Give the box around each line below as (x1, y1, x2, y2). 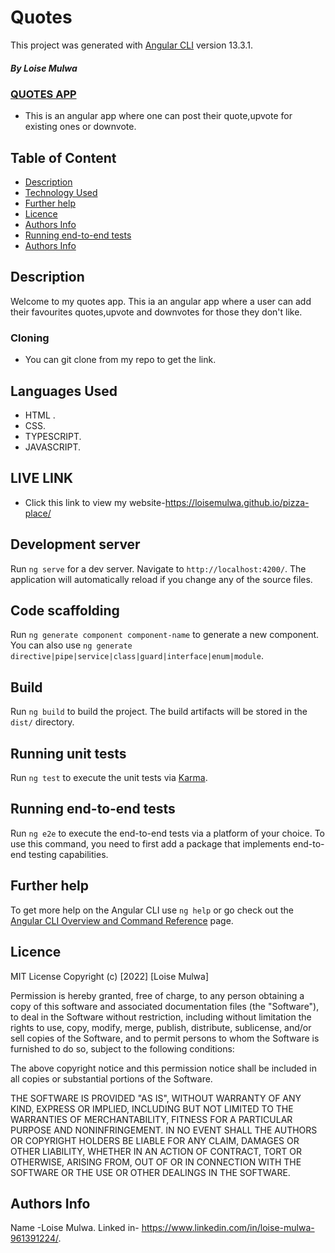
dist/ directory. (10, 716, 75, 728)
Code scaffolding (10, 602, 120, 620)
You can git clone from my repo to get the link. (24, 354, 217, 366)
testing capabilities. (28, 848, 109, 860)
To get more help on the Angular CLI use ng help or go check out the (10, 904, 294, 916)
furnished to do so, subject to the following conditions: (10, 1042, 235, 1055)
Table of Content (10, 149, 117, 166)
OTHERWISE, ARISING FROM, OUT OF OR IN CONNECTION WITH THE (10, 1156, 302, 1168)
